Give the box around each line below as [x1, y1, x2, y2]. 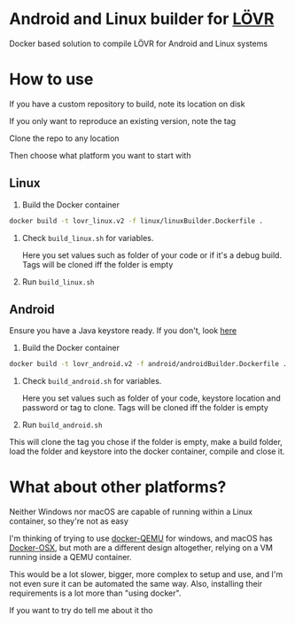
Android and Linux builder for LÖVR [9, 9, 275, 29]
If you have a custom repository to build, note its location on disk [9, 98, 245, 109]
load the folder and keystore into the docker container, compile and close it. [9, 446, 285, 456]
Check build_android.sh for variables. [21, 376, 162, 386]
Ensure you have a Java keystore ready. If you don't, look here [9, 325, 237, 336]
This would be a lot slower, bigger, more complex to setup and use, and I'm [9, 569, 283, 580]
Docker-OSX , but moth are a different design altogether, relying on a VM [9, 542, 273, 553]
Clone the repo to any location [9, 133, 120, 144]
